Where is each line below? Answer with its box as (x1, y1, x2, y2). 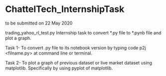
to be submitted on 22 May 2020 (5, 20, 73, 26)
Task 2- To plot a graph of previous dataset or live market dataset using (5, 59, 153, 65)
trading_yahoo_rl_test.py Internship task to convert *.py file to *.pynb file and (5, 29, 162, 35)
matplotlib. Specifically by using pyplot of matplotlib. (5, 65, 113, 71)
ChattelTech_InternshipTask (5, 3, 125, 15)
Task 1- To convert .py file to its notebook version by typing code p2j (5, 44, 146, 50)
